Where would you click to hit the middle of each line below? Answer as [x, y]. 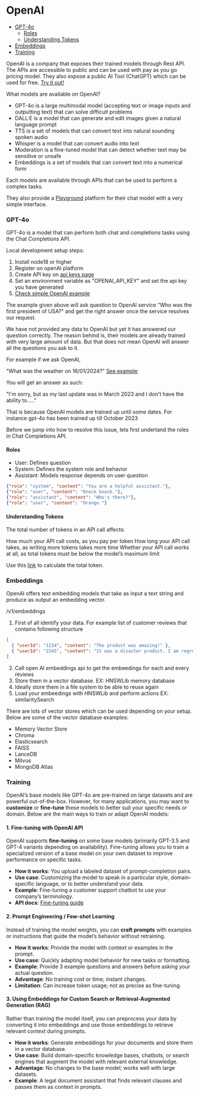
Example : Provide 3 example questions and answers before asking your [102, 966]
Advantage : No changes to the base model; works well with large [95, 1067]
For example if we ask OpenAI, [44, 359]
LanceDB [26, 754]
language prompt [36, 124]
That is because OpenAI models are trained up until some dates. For [89, 412]
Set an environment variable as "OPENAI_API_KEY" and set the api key [101, 281]
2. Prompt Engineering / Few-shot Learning [60, 917]
